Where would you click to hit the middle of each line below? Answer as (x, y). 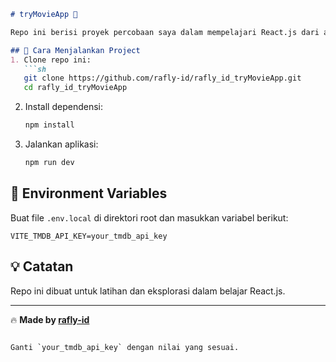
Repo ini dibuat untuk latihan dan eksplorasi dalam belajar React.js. (148, 291)
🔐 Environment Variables (89, 193)
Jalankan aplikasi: (61, 144)
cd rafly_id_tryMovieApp (75, 88)
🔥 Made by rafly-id (50, 319)
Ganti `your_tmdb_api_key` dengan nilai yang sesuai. (125, 347)
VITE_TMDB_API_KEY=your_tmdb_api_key (89, 236)
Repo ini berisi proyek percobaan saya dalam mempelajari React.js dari (165, 32)
